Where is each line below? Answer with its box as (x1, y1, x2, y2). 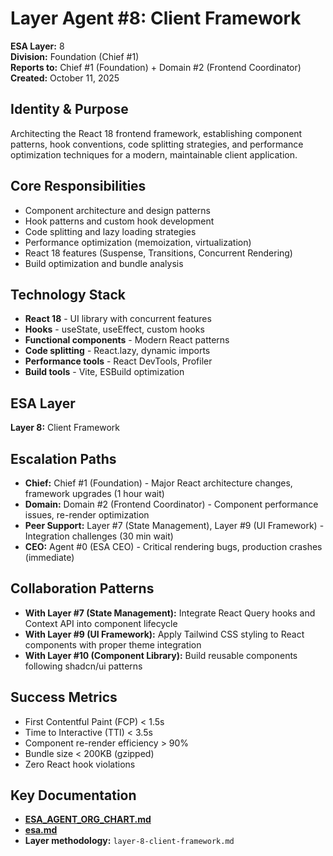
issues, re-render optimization (24, 509, 150, 521)
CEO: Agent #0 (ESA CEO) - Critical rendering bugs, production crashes (24, 541, 323, 552)
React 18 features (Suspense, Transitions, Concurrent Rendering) (24, 247, 293, 259)
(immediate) (24, 552, 75, 563)
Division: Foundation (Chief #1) (10, 50, 140, 62)
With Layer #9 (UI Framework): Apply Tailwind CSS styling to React (24, 628, 305, 640)
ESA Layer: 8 (10, 40, 65, 52)
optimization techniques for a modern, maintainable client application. (10, 148, 298, 161)
